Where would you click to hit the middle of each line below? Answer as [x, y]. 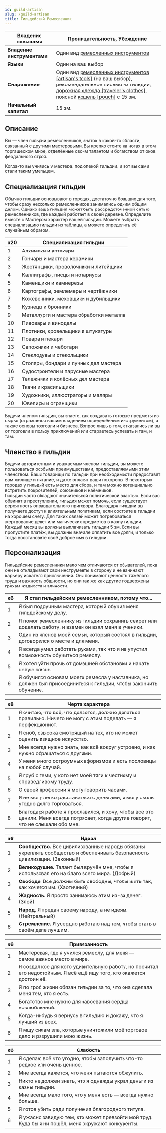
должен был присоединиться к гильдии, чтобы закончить [88, 683]
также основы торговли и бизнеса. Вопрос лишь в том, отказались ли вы [83, 426]
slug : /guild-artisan [27, 14]
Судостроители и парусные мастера [66, 371]
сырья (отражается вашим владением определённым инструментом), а [82, 421]
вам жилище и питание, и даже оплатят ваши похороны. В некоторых [79, 479]
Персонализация [33, 553]
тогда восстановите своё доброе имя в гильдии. [56, 537]
